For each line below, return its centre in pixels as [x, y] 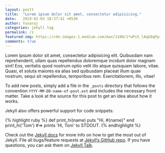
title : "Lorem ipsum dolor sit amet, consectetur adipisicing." [73, 14]
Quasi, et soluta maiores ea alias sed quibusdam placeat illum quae [73, 71]
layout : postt [20, 10]
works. [12, 101]
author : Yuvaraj [22, 23]
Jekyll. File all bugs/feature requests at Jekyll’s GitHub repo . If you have [78, 140]
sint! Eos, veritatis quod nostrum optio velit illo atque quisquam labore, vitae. [82, 66]
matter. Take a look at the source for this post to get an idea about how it [79, 96]
